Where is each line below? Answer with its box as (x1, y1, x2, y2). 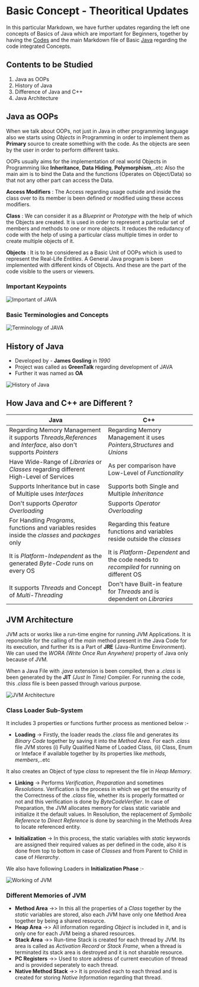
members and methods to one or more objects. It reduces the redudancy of (6, 225, 191, 232)
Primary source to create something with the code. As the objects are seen (6, 140, 190, 147)
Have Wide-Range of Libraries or (9, 457, 102, 466)
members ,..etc (14, 756, 50, 763)
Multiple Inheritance (108, 489, 164, 498)
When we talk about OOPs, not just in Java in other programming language (6, 127, 188, 134)
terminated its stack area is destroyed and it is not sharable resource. (14, 949, 184, 956)
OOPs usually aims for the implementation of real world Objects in (6, 158, 167, 165)
